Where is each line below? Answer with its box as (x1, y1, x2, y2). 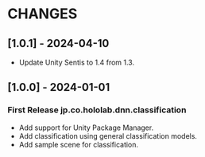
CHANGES (7, 5, 78, 23)
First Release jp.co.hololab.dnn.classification (7, 104, 187, 116)
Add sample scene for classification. (18, 139, 139, 149)
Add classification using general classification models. (18, 131, 198, 140)
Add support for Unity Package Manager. (18, 123, 154, 132)
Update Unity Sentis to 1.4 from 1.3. (18, 57, 135, 67)
